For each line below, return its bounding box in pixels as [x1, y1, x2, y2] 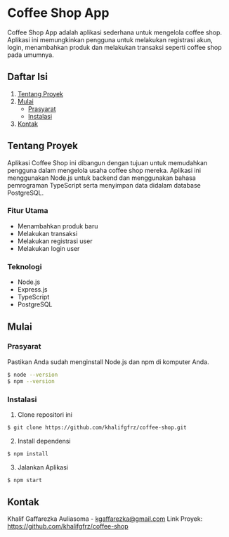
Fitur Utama [7, 206, 48, 216]
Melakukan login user [17, 244, 80, 252]
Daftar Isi [7, 71, 48, 83]
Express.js [17, 285, 48, 294]
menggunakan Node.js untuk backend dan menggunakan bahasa [7, 174, 197, 182]
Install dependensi [17, 436, 71, 445]
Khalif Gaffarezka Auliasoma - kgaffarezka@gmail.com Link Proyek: [7, 515, 203, 523]
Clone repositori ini [17, 410, 72, 419]
